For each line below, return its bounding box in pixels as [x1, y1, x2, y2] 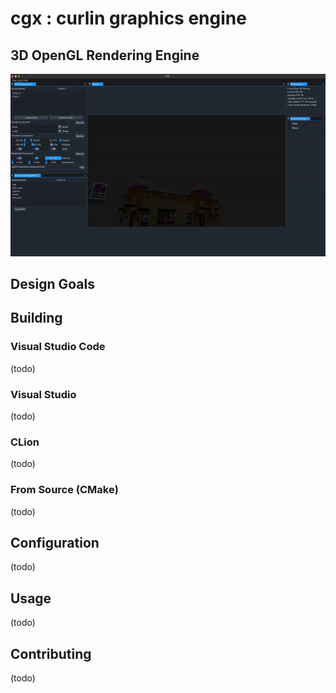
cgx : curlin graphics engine [10, 7, 247, 30]
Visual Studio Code [10, 340, 106, 354]
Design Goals [10, 276, 95, 293]
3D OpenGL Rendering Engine [10, 47, 200, 64]
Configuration [10, 535, 100, 552]
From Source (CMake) [10, 483, 119, 497]
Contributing [10, 645, 92, 662]
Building [10, 310, 63, 327]
